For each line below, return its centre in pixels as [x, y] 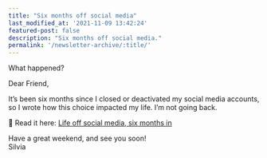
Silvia [17, 147]
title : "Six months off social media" [73, 16]
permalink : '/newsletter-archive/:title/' [80, 45]
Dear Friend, [29, 84]
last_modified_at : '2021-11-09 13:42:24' [78, 23]
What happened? [37, 68]
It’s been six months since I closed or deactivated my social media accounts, [134, 99]
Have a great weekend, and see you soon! [77, 138]
